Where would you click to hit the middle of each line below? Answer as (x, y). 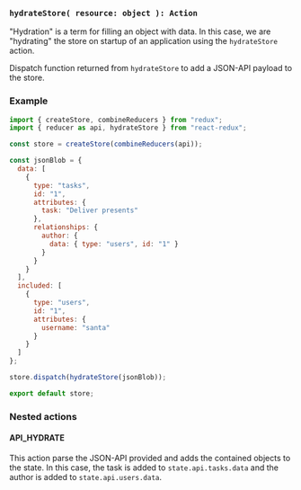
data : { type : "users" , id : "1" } (114, 244)
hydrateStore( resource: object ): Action (103, 13)
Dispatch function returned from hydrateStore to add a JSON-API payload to (151, 68)
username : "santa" (76, 327)
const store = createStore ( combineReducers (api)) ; (106, 144)
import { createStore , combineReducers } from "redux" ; (116, 120)
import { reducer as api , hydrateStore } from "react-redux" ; (128, 128)
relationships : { (66, 227)
